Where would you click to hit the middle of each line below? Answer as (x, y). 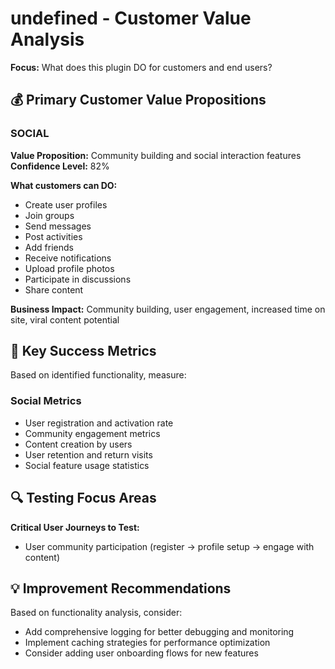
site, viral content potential (65, 319)
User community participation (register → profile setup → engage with (169, 546)
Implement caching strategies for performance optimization (147, 643)
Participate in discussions (78, 279)
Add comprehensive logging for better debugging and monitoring (159, 632)
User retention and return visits (88, 454)
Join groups (49, 215)
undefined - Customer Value (131, 18)
